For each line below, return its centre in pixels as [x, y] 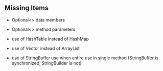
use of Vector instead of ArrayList [46, 48]
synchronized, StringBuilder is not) [47, 63]
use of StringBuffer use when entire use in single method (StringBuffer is [85, 58]
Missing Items [26, 8]
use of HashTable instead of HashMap [50, 39]
